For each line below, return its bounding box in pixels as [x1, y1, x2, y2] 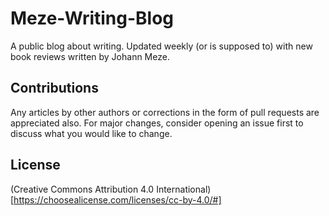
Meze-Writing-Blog [10, 7, 175, 30]
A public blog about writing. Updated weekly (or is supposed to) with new [10, 40, 313, 52]
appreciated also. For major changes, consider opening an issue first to [10, 117, 304, 129]
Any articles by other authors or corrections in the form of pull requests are [10, 106, 320, 118]
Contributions [10, 80, 99, 97]
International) [156, 183, 212, 195]
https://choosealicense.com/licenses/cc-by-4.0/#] [13, 193, 222, 206]
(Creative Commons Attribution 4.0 [10, 183, 155, 195]
